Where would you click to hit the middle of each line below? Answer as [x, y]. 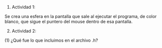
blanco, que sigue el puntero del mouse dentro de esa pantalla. [69, 22]
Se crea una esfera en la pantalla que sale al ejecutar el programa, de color [81, 16]
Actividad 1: [23, 7]
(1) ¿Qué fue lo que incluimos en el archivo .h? [51, 40]
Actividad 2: [24, 31]
